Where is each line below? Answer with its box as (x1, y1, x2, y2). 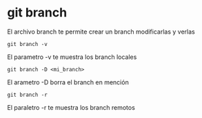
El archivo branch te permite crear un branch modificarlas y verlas (7, 27, 195, 36)
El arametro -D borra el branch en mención (7, 78, 129, 86)
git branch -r (7, 91, 48, 98)
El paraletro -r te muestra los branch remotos (7, 103, 136, 111)
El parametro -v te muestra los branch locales (7, 53, 137, 61)
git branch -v (7, 40, 48, 47)
